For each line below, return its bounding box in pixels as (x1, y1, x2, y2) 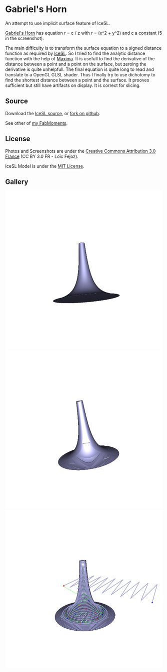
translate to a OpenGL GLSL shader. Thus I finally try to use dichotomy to (5, 71, 156, 77)
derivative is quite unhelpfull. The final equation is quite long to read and (5, 66, 154, 72)
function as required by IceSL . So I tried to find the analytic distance (5, 50, 145, 56)
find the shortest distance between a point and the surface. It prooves (5, 77, 149, 83)
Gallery (5, 177, 28, 186)
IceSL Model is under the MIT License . (5, 163, 84, 169)
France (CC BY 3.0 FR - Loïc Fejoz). (5, 153, 78, 159)
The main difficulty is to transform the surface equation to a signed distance (5, 45, 162, 51)
